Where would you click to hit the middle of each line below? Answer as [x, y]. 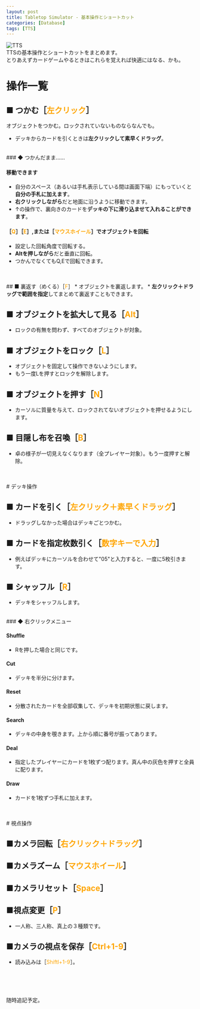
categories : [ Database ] [36, 23]
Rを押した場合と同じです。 [48, 650]
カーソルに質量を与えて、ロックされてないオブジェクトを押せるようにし [103, 410]
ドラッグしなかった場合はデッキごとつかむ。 [70, 522]
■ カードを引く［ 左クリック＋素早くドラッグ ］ [93, 507]
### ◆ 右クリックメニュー [39, 621]
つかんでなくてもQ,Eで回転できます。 [60, 261]
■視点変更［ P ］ [36, 911]
